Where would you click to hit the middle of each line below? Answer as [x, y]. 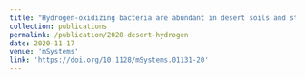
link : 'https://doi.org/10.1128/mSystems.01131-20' [109, 60]
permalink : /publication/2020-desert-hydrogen [99, 35]
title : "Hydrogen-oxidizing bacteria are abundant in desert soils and [148, 18]
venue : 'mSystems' [44, 52]
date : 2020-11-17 [42, 43]
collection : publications [58, 26]
